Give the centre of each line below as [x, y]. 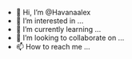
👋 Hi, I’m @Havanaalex [53, 12]
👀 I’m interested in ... [50, 21]
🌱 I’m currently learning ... [58, 29]
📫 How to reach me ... [53, 47]
